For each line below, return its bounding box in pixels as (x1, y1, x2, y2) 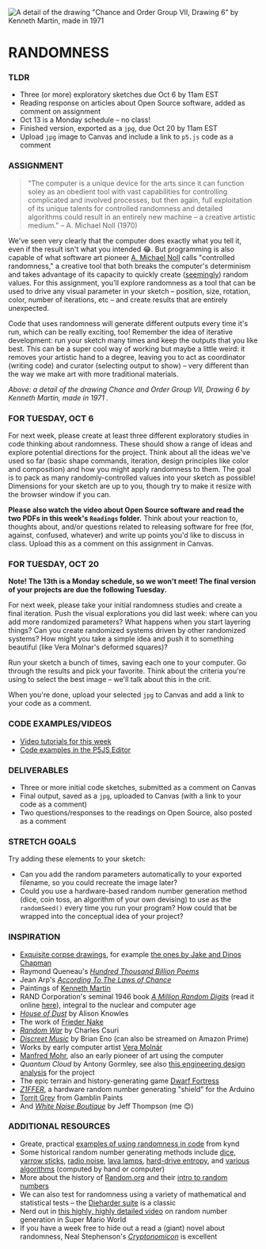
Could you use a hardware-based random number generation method (19, 887, 248, 896)
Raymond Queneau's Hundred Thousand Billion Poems (19, 966, 199, 975)
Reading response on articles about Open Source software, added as (19, 98, 245, 108)
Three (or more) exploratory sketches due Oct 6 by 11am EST (19, 90, 219, 99)
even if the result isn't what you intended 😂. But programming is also (8, 244, 235, 254)
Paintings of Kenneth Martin (19, 983, 111, 993)
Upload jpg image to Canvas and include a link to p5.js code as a (19, 132, 234, 142)
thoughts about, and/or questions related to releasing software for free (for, (8, 522, 254, 531)
